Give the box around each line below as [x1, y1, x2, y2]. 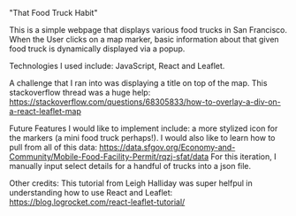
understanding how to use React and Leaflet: [9, 188, 173, 197]
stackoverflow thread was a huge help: [9, 88, 151, 97]
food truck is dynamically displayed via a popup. [9, 43, 186, 54]
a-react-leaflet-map [9, 106, 81, 116]
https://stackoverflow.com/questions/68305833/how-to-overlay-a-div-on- [9, 96, 281, 107]
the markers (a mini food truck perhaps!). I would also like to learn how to [9, 133, 276, 143]
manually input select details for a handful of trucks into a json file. [9, 161, 252, 171]
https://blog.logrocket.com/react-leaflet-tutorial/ [9, 197, 186, 207]
